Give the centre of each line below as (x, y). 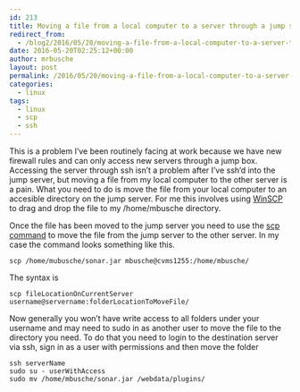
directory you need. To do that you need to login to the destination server (144, 337)
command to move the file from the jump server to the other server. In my (144, 235)
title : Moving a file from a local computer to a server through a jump (147, 26)
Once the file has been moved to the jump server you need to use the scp (145, 226)
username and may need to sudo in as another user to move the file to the (145, 328)
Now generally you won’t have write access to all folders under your (134, 318)
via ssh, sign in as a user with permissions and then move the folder (134, 347)
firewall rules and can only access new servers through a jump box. (133, 161)
